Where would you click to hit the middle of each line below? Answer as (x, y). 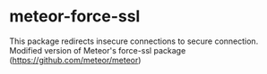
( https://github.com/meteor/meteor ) (75, 60)
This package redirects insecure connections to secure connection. (134, 41)
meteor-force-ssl (75, 16)
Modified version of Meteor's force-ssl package (98, 50)
